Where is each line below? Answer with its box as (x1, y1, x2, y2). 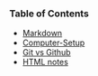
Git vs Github (22, 47, 71, 58)
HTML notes (22, 57, 69, 68)
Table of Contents (9, 7, 90, 20)
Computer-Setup (22, 37, 85, 48)
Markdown (22, 28, 63, 39)
